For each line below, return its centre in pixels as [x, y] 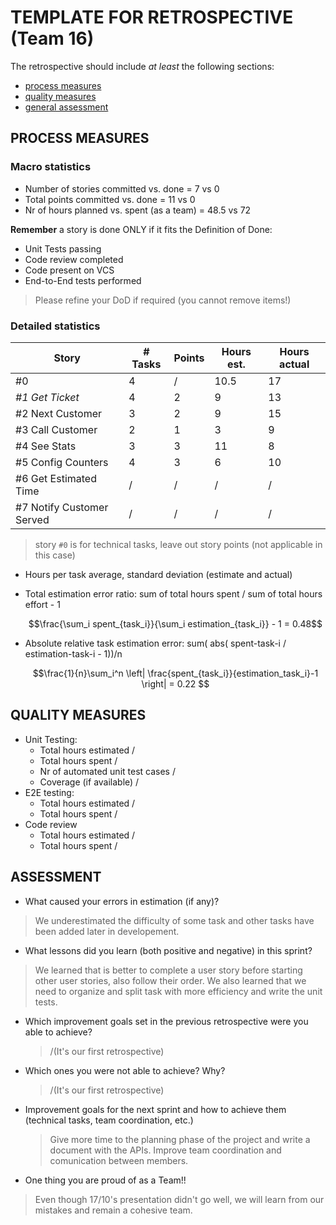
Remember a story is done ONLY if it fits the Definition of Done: [141, 229]
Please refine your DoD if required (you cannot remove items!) [163, 300]
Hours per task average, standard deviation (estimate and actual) [158, 574]
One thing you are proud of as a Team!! [105, 1180]
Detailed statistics [55, 326]
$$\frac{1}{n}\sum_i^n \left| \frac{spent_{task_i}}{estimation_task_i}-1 [175, 673]
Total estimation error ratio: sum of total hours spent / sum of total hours [173, 593]
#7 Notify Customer [62, 507]
